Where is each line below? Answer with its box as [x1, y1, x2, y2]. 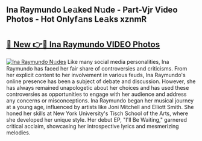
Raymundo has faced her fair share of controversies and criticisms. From [6, 65, 188, 72]
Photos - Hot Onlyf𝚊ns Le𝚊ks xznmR [6, 14, 147, 25]
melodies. [6, 129, 31, 136]
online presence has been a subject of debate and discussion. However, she [6, 78, 196, 85]
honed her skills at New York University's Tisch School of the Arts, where [6, 110, 189, 117]
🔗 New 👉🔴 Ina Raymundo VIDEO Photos [6, 39, 160, 49]
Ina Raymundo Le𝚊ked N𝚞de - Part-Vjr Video [6, 5, 178, 15]
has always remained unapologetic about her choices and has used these [6, 84, 189, 91]
